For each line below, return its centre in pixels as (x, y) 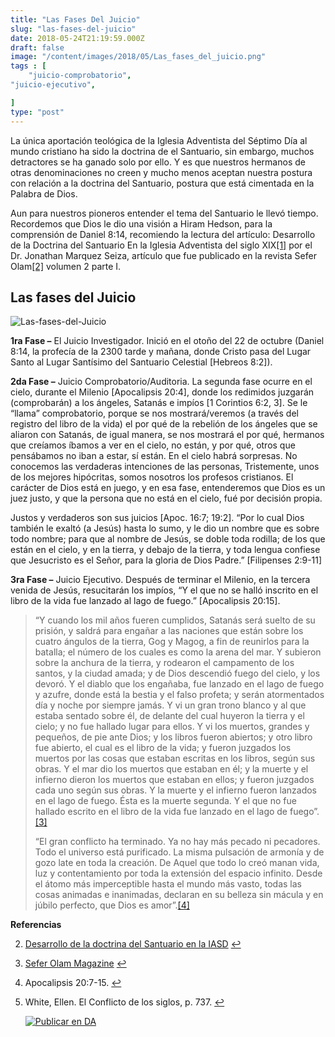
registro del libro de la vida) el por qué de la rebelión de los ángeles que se (164, 424)
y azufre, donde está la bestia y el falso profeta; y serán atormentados (179, 695)
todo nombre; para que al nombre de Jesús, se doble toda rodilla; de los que (168, 539)
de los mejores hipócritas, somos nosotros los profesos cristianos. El (152, 477)
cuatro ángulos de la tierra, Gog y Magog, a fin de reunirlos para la (172, 642)
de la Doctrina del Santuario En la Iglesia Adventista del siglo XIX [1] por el (161, 245)
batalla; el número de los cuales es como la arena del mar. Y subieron (178, 652)
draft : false (37, 47)
